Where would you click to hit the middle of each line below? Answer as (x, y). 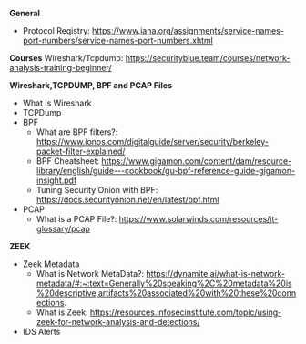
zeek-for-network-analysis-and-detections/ (118, 322)
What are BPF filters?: (77, 132)
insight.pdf (56, 180)
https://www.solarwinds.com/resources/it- (199, 219)
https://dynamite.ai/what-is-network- (215, 273)
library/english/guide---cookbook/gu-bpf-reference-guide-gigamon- (166, 171)
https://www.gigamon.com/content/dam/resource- (197, 161)
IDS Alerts (41, 332)
